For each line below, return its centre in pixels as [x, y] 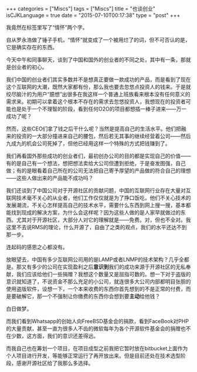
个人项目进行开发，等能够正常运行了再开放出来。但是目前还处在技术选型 [93, 356]
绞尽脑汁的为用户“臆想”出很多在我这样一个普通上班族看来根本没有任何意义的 [98, 94]
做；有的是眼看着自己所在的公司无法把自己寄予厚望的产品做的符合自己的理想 [98, 170]
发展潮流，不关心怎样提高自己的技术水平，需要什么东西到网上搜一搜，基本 [96, 205]
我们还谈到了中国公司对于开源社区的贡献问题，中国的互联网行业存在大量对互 [98, 190]
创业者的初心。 [29, 67]
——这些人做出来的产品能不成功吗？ [50, 178]
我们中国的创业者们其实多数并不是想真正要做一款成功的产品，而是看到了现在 [98, 79]
